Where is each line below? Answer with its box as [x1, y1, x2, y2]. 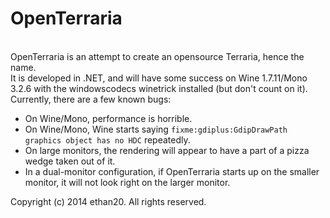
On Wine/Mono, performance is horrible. [24, 112, 193, 124]
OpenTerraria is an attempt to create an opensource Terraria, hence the [10, 50, 305, 62]
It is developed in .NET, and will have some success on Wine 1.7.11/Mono [10, 72, 308, 84]
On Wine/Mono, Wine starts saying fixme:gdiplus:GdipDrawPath [24, 123, 288, 135]
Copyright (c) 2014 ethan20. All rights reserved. [10, 195, 207, 207]
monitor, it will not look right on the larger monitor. [24, 176, 231, 188]
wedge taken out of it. [24, 155, 116, 167]
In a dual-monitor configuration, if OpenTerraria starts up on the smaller [24, 165, 320, 177]
